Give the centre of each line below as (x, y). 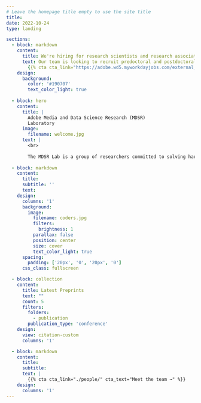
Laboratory (41, 123)
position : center (54, 240)
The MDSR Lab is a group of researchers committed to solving (107, 157)
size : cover (48, 246)
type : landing (24, 29)
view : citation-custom (50, 335)
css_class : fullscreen (50, 268)
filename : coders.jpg (60, 218)
